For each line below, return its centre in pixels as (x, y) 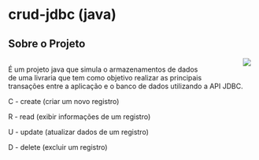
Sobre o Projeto (47, 44)
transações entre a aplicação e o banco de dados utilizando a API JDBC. (126, 86)
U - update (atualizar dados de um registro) (79, 132)
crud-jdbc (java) (62, 15)
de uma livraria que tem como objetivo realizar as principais (105, 78)
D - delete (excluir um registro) (58, 147)
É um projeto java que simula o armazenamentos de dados (103, 69)
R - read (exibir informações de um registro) (80, 117)
